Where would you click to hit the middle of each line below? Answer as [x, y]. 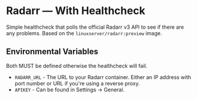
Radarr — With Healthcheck [76, 11]
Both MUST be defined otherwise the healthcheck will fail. [77, 66]
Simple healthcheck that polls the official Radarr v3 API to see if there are [95, 27]
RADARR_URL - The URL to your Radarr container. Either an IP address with [103, 77]
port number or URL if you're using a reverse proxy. [77, 83]
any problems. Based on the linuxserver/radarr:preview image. [84, 33]
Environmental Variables [52, 52]
